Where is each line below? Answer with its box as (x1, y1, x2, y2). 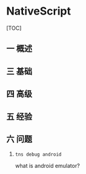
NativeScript (6, 4, 71, 18)
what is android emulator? (15, 162, 80, 170)
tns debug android (15, 151, 62, 158)
